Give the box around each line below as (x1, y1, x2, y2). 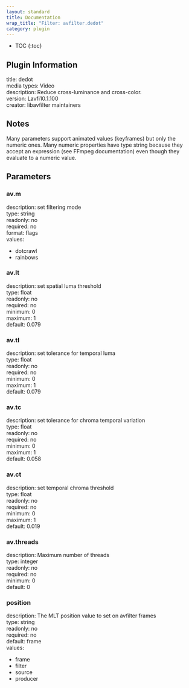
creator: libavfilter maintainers (6, 101, 82, 109)
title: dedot (6, 76, 33, 83)
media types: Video (6, 82, 55, 89)
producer (14, 675, 39, 683)
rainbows (14, 253, 39, 261)
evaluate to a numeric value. (6, 154, 77, 161)
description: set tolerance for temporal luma (6, 349, 116, 357)
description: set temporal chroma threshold (6, 484, 114, 491)
